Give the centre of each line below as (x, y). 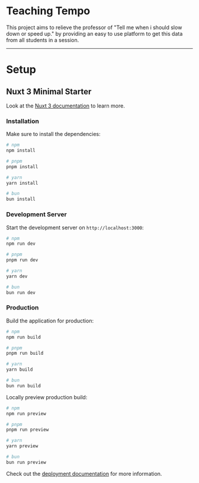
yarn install (22, 183)
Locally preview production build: (47, 397)
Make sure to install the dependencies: (53, 134)
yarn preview (22, 446)
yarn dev (17, 276)
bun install (21, 199)
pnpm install (22, 167)
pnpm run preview (28, 430)
